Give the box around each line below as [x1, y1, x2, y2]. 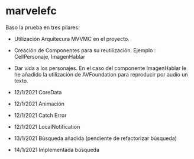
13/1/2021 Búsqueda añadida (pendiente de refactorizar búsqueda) [14, 135, 177, 142]
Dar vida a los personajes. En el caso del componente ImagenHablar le [14, 64, 187, 72]
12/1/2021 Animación [14, 100, 64, 107]
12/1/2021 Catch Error [14, 112, 67, 119]
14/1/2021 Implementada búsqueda [14, 146, 100, 153]
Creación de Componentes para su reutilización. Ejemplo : [14, 46, 156, 54]
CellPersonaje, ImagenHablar [14, 53, 85, 60]
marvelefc [5, 4, 57, 18]
